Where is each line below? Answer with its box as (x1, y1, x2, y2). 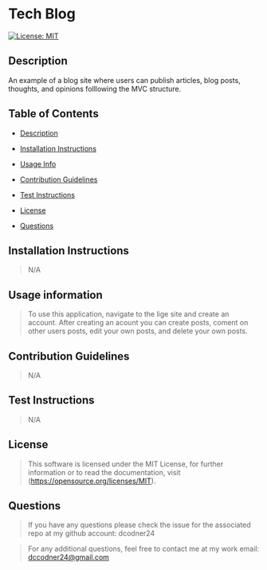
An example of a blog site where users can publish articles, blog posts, (8, 75, 241, 85)
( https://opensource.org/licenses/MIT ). (27, 476, 156, 485)
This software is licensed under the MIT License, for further (27, 459, 224, 469)
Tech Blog (8, 5, 76, 23)
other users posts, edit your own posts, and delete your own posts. (27, 326, 249, 336)
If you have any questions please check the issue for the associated (27, 520, 251, 530)
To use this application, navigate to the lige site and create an (27, 309, 230, 319)
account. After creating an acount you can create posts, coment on (27, 318, 249, 328)
